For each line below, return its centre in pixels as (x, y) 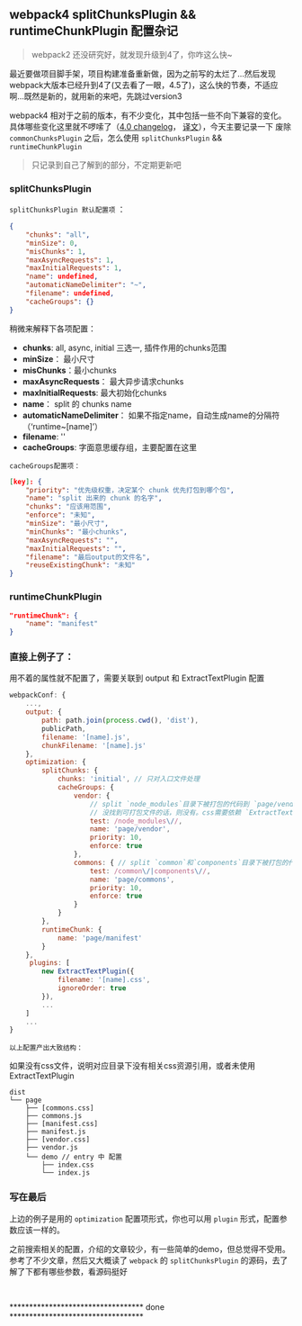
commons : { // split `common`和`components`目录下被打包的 (181, 862)
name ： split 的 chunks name (77, 403)
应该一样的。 (40, 1230)
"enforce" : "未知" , (61, 515)
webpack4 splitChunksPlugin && (103, 15)
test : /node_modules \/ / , (136, 821)
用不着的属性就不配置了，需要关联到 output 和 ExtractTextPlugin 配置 (137, 678)
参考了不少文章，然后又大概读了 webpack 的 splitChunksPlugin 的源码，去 (145, 1260)
